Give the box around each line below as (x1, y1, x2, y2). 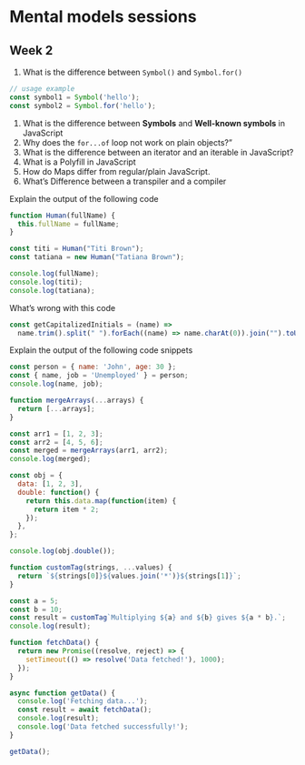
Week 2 (9, 43, 54, 58)
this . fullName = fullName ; (17, 219, 120, 228)
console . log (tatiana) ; (9, 286, 95, 295)
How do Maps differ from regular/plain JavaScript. (22, 166, 211, 176)
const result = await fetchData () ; (17, 705, 152, 715)
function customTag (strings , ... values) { (9, 563, 172, 572)
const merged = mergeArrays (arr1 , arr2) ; (9, 446, 169, 456)
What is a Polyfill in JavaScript (22, 156, 136, 167)
